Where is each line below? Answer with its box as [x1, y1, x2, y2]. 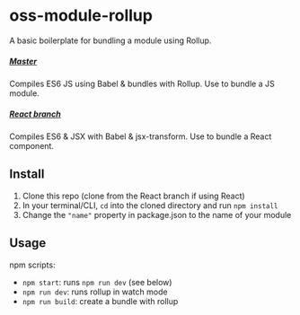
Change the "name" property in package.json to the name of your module [22, 209, 292, 220]
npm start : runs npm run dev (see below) [22, 276, 172, 287]
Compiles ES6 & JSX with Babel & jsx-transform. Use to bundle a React [9, 131, 272, 142]
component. [9, 140, 54, 151]
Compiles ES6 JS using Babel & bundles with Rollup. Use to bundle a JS [9, 78, 276, 89]
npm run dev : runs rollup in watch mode [22, 286, 168, 297]
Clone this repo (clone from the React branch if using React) [22, 190, 245, 201]
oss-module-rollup [9, 5, 153, 26]
